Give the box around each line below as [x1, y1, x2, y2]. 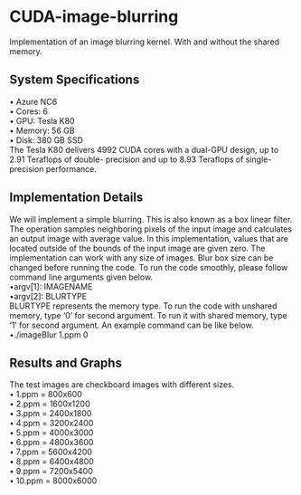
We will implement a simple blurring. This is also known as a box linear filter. [9, 214, 293, 224]
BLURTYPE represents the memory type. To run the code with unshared [9, 300, 277, 311]
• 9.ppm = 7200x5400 [9, 466, 93, 477]
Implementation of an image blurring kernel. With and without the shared [9, 36, 280, 47]
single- [245, 154, 272, 165]
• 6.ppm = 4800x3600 [9, 437, 94, 448]
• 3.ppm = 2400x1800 [9, 408, 92, 419]
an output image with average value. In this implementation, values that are [9, 233, 289, 243]
